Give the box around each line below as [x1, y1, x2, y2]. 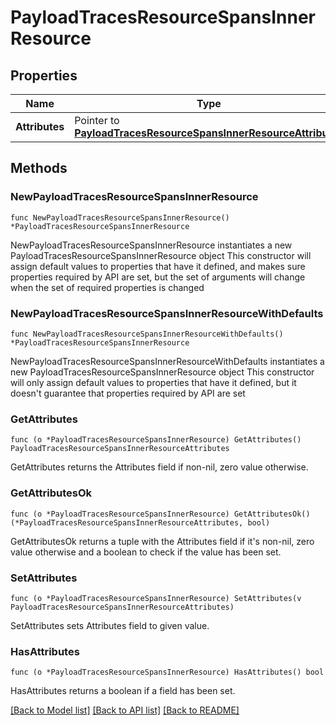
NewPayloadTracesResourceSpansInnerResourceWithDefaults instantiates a [10, 355, 325, 367]
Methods [10, 160, 68, 177]
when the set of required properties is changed [10, 281, 205, 293]
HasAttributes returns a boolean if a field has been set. [10, 685, 236, 697]
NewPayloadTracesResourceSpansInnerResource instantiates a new [10, 239, 293, 251]
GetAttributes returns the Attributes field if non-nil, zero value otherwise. [10, 461, 309, 473]
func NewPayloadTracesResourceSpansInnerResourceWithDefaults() [10, 329, 284, 339]
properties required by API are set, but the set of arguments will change [10, 271, 306, 283]
